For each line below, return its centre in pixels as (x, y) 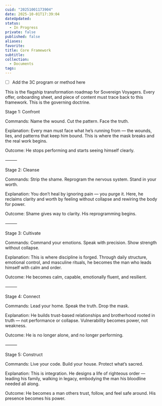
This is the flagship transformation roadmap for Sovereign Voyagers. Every (80, 92)
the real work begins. (26, 141)
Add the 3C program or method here (49, 82)
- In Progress (24, 28)
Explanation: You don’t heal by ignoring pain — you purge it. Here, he (74, 194)
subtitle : (15, 55)
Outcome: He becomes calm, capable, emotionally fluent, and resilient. (76, 277)
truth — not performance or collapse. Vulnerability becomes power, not (77, 321)
